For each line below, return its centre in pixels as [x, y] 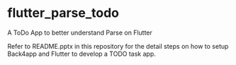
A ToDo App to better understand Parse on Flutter [80, 32]
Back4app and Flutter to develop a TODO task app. [82, 54]
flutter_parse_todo [63, 13]
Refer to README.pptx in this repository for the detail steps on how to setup [118, 46]
